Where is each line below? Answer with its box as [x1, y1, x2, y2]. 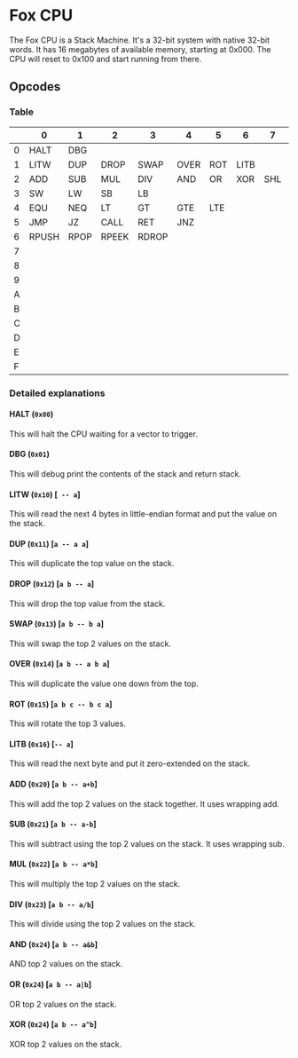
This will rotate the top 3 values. [9, 718, 126, 729]
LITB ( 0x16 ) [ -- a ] [9, 738, 74, 749]
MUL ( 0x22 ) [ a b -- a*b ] [9, 858, 98, 870]
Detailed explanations [9, 387, 106, 399]
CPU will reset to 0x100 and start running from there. [9, 53, 202, 64]
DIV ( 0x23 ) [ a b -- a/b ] [9, 898, 95, 910]
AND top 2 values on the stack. [9, 959, 123, 969]
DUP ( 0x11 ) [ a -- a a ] [9, 538, 90, 549]
